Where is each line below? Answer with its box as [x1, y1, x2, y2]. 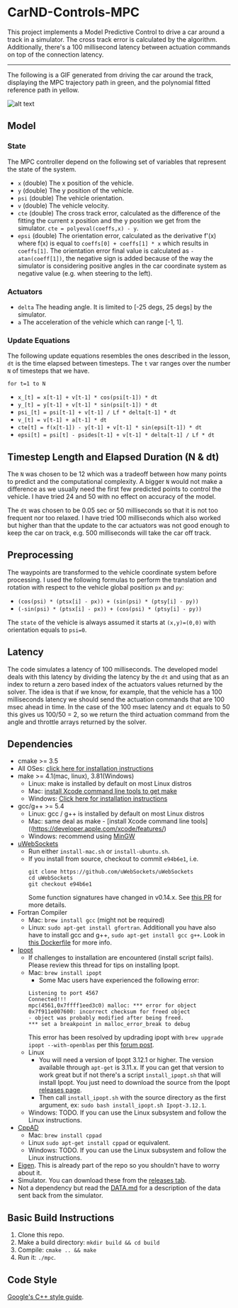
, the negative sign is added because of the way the [62, 254, 214, 262]
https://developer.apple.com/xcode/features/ [33, 825, 164, 833]
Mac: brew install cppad [28, 1131, 102, 1139]
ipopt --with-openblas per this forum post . [28, 1041, 154, 1049]
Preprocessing [7, 549, 74, 561]
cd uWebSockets [28, 874, 73, 882]
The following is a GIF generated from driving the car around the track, [7, 70, 214, 79]
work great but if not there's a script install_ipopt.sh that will [38, 1071, 221, 1079]
